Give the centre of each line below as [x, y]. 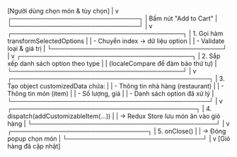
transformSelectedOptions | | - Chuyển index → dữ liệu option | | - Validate [116, 41]
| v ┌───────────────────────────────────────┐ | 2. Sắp [114, 56]
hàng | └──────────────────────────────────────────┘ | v [118, 123]
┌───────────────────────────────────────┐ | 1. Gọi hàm [115, 33]
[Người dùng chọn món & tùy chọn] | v [63, 11]
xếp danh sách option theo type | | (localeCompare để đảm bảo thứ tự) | [112, 63]
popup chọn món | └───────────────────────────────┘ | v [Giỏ [119, 139]
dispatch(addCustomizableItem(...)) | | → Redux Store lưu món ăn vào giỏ [114, 116]
